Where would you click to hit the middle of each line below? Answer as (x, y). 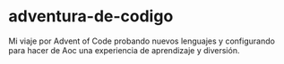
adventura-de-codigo (91, 16)
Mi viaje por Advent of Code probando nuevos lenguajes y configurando (142, 41)
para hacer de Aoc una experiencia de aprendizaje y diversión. (124, 50)
